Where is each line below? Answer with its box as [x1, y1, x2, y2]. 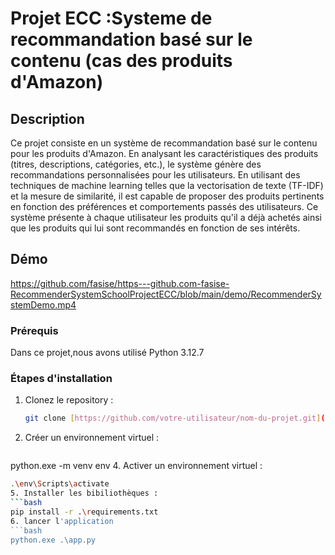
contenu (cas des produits [10, 50, 233, 72]
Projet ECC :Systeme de [10, 7, 213, 30]
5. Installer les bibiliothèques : [10, 488, 159, 499]
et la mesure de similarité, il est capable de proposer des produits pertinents [10, 190, 325, 202]
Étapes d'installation [10, 372, 113, 386]
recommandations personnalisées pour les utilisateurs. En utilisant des [10, 169, 301, 181]
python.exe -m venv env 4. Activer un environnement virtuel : [10, 460, 263, 472]
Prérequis [10, 323, 59, 337]
